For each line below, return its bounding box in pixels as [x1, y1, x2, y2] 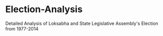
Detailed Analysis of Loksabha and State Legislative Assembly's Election [5, 20, 158, 26]
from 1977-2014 [5, 25, 39, 31]
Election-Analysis [5, 4, 83, 15]
